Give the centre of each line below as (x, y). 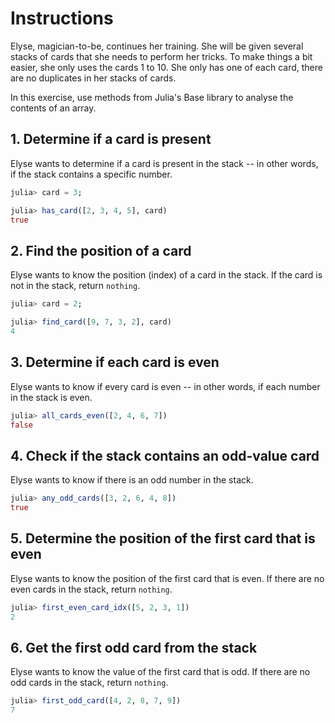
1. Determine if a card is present (111, 139)
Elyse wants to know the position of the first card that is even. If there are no (167, 578)
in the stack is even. (51, 397)
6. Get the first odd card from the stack (134, 647)
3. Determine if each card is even (115, 362)
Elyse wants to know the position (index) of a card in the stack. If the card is (166, 275)
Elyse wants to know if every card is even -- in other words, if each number (165, 386)
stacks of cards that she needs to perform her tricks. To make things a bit (161, 56)
